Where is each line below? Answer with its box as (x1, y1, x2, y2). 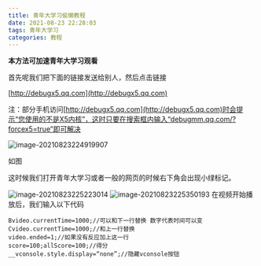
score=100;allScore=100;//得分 (8, 242, 108, 250)
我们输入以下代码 (28, 200, 84, 209)
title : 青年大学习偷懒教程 (8, 11, 86, 20)
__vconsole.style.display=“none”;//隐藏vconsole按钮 (8, 250, 180, 258)
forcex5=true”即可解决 (8, 124, 81, 134)
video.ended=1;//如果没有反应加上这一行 (8, 234, 130, 242)
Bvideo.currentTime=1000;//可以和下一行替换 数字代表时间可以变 (8, 217, 203, 225)
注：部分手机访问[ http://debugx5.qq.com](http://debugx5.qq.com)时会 (8, 105, 237, 114)
